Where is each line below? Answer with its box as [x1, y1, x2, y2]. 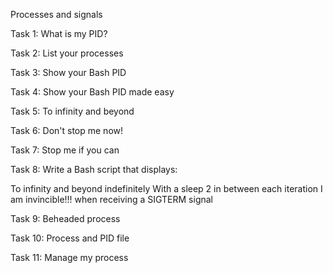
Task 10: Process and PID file [10, 232, 130, 244]
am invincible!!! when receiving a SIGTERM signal [10, 194, 213, 205]
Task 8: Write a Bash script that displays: [10, 164, 178, 175]
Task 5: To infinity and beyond [10, 105, 135, 117]
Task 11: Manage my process [10, 252, 129, 263]
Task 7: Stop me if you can [10, 144, 120, 156]
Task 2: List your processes [10, 47, 124, 59]
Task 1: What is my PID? [10, 28, 108, 39]
